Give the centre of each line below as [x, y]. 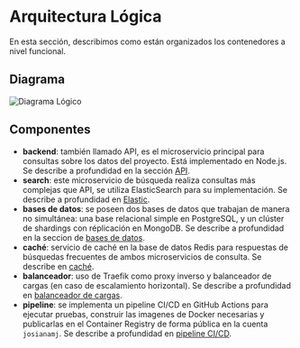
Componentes [50, 129]
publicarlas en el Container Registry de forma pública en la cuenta [145, 324]
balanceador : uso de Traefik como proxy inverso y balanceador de [147, 276]
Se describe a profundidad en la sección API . [106, 170]
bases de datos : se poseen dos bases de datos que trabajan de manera [156, 208]
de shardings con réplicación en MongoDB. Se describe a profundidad [153, 228]
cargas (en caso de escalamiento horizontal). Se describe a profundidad [156, 285]
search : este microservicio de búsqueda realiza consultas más [139, 180]
